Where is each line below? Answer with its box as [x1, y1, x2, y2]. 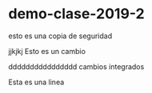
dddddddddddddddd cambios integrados [8, 61, 145, 72]
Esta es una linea [8, 77, 65, 87]
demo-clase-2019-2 [8, 5, 146, 23]
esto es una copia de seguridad [8, 31, 113, 41]
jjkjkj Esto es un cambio [8, 46, 86, 56]
